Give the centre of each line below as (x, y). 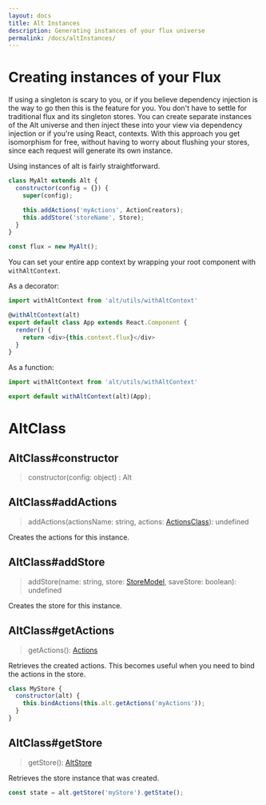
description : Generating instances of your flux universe (107, 30)
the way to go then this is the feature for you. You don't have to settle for (128, 108)
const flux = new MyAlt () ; (53, 247)
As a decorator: (34, 286)
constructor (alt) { (48, 696)
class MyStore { (35, 688)
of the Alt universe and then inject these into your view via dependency (125, 126)
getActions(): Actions (63, 650)
